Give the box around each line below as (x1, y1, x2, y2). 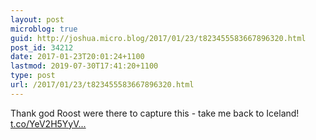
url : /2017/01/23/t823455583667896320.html (10, 80, 195, 90)
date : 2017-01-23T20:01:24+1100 (10, 52, 145, 62)
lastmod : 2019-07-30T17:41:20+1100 (10, 61, 159, 71)
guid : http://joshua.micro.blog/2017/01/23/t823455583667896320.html (10, 33, 307, 43)
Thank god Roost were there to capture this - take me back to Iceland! (10, 107, 300, 119)
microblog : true (10, 24, 78, 34)
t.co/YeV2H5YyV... (10, 117, 87, 130)
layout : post (10, 14, 65, 25)
